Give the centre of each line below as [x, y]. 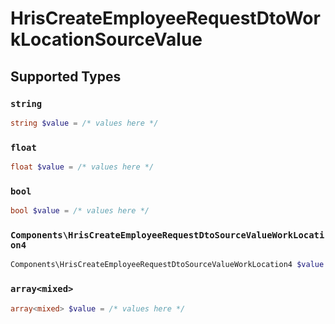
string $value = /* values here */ [84, 123]
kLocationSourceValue [106, 39]
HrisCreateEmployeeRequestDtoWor [165, 18]
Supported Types [66, 76]
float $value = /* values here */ [82, 167]
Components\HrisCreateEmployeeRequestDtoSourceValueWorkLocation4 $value [167, 265]
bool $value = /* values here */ [80, 211]
